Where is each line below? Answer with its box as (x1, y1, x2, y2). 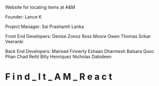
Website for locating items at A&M (5, 4, 75, 10)
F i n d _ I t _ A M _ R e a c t (5, 71, 112, 82)
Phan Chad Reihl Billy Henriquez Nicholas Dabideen (5, 53, 111, 59)
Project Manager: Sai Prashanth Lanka (5, 23, 84, 29)
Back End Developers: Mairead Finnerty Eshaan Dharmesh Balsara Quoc (5, 48, 154, 54)
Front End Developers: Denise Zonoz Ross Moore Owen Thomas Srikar (5, 33, 151, 39)
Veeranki (5, 38, 23, 44)
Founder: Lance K (5, 14, 42, 19)
